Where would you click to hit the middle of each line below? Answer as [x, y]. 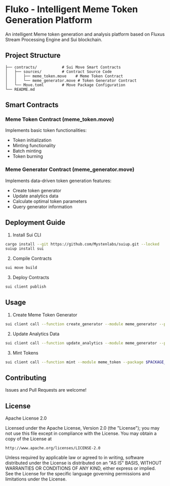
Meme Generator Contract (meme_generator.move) [70, 169]
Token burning [28, 156]
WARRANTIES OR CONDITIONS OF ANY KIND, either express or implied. [80, 468]
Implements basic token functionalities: [46, 130]
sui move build [21, 268]
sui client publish [26, 287]
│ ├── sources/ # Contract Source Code [59, 72]
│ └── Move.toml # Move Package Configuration [65, 85]
